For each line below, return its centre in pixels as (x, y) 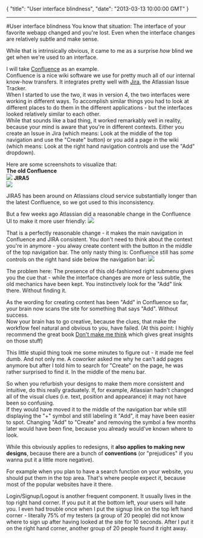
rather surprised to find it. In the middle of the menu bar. (76, 372)
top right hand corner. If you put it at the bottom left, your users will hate (96, 503)
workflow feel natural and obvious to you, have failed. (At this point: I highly (100, 328)
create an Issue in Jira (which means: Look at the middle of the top (89, 133)
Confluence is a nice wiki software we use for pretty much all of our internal (101, 75)
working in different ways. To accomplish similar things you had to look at (98, 101)
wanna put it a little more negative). (50, 460)
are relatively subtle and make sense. (53, 39)
